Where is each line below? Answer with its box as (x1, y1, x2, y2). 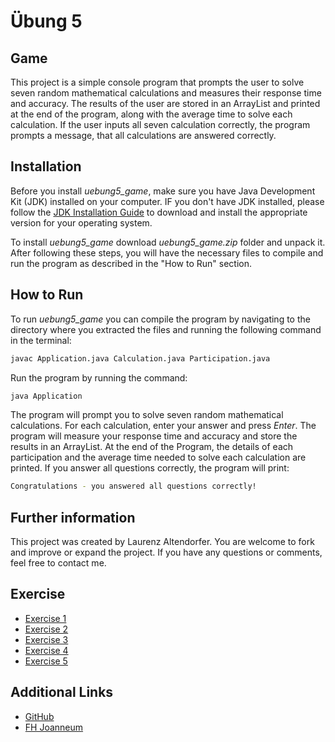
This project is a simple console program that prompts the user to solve (10, 76, 305, 88)
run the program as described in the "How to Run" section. (10, 257, 253, 269)
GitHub (24, 710, 55, 722)
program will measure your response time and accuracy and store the (10, 430, 298, 442)
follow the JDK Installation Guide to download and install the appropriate (10, 206, 308, 218)
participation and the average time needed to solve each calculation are (10, 451, 307, 464)
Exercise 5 (24, 655, 68, 667)
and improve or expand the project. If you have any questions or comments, (10, 546, 323, 559)
